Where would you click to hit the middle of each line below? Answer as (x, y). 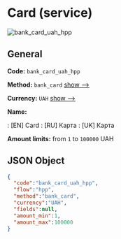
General (25, 54)
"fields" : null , (36, 209)
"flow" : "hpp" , (34, 190)
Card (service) (50, 13)
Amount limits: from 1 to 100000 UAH (60, 138)
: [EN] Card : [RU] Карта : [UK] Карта (61, 125)
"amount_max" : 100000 (43, 222)
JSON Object (36, 161)
